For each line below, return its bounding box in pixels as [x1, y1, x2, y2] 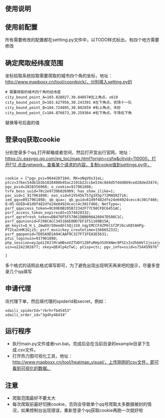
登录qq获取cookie [5, 136, 60, 144]
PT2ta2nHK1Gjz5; [5, 227, 38, 232]
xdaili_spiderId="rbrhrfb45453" [5, 308, 71, 313]
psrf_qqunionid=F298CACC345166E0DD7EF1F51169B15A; [5, 219, 111, 223]
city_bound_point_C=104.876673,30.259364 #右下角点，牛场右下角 [5, 111, 132, 115]
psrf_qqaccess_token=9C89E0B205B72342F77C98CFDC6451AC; [5, 206, 122, 211]
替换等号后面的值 [5, 120, 40, 126]
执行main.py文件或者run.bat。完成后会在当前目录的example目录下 [12, 341, 146, 347]
